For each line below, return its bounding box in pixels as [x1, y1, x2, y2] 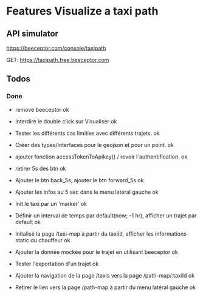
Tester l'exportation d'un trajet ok [15, 260, 99, 267]
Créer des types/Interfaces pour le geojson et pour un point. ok [15, 141, 174, 148]
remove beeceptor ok [15, 106, 69, 113]
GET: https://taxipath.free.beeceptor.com [6, 56, 109, 63]
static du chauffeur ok [15, 236, 71, 244]
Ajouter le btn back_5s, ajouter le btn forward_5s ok [15, 176, 144, 183]
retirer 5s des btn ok [15, 165, 66, 172]
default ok [15, 218, 41, 225]
